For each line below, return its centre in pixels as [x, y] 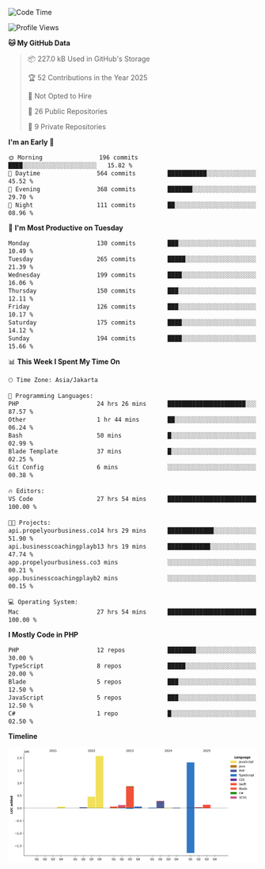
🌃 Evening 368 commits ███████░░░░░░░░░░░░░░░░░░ [132, 189]
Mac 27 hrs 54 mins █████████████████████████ [132, 612]
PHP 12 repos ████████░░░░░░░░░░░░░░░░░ [132, 650]
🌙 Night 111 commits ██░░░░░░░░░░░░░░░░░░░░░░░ [132, 205]
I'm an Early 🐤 [31, 142]
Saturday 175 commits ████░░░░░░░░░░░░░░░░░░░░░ [132, 323]
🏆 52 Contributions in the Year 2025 [87, 78]
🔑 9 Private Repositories [67, 126]
